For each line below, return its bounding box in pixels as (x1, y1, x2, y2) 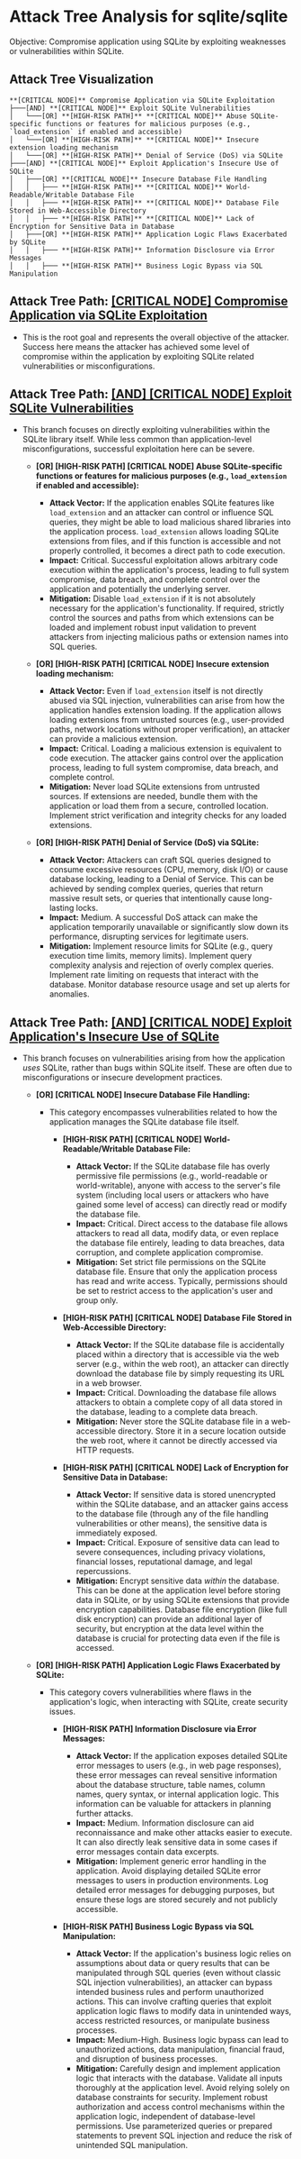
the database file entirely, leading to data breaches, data (75, 1237, 285, 1249)
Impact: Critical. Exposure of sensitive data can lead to (75, 1537, 280, 1548)
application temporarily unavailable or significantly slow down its (49, 922, 289, 933)
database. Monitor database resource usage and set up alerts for (49, 979, 290, 990)
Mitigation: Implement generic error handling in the (75, 1856, 267, 1867)
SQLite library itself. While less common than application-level (22, 434, 252, 445)
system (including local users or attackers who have (75, 1189, 270, 1200)
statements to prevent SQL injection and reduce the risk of (75, 2130, 293, 2141)
